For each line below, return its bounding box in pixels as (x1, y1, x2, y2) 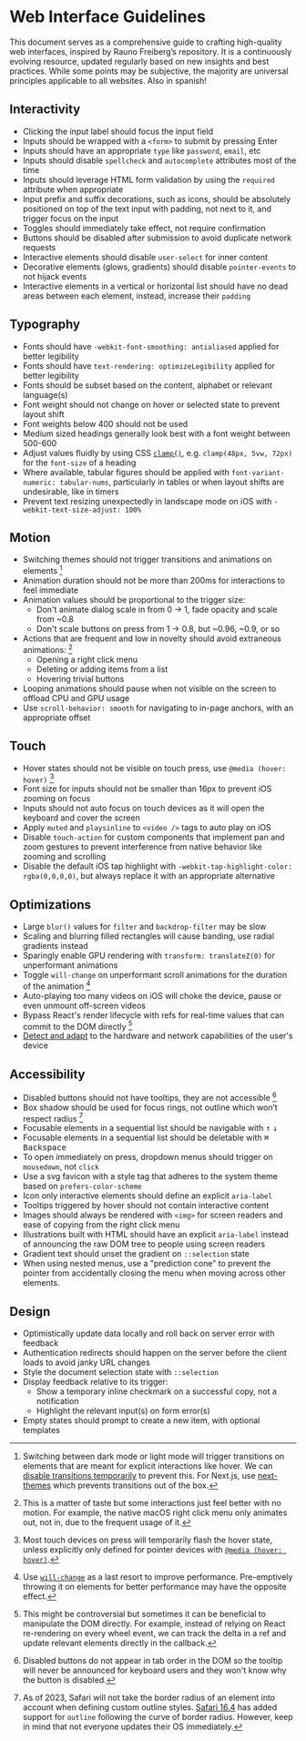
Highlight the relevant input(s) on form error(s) (36, 1405, 211, 1417)
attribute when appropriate (22, 184, 124, 195)
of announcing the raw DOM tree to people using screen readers (22, 1238, 266, 1249)
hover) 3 (22, 772, 55, 785)
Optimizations (9, 897, 91, 912)
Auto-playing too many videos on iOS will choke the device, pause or (22, 990, 282, 1001)
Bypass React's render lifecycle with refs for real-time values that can (22, 1009, 285, 1021)
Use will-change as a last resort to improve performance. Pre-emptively (22, 1572, 293, 1583)
